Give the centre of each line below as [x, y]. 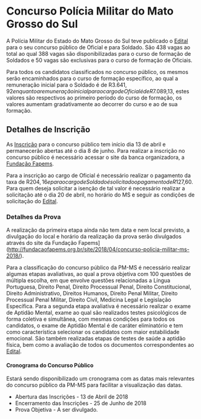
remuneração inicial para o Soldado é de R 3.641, [67, 85]
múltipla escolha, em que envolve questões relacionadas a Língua [88, 281]
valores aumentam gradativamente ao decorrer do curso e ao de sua [92, 104]
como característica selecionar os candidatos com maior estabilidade [93, 332]
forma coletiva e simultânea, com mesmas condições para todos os [91, 319]
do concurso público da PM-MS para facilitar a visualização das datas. [94, 385]
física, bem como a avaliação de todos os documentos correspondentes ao [100, 345]
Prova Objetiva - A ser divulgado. [56, 410]
